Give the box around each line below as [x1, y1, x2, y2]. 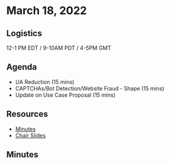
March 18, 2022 [6, 4, 87, 18]
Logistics [6, 28, 42, 39]
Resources [6, 109, 48, 119]
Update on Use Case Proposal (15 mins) [15, 91, 116, 99]
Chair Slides [15, 132, 46, 139]
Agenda [6, 62, 37, 72]
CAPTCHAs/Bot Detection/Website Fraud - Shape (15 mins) [15, 84, 164, 92]
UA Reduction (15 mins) [15, 78, 75, 86]
